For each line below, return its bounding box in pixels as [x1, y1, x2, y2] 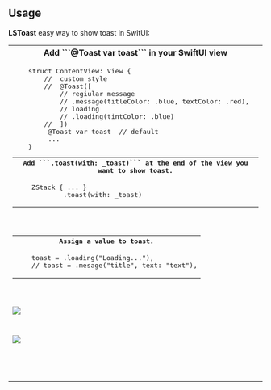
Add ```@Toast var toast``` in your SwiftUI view [43, 47, 228, 58]
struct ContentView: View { [27, 66, 131, 75]
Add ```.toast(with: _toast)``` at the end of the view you [23, 159, 248, 168]
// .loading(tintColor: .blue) [59, 112, 175, 120]
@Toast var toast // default [48, 127, 159, 136]
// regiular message [59, 89, 135, 98]
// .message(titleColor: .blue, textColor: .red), [59, 97, 250, 106]
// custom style [44, 74, 107, 83]
